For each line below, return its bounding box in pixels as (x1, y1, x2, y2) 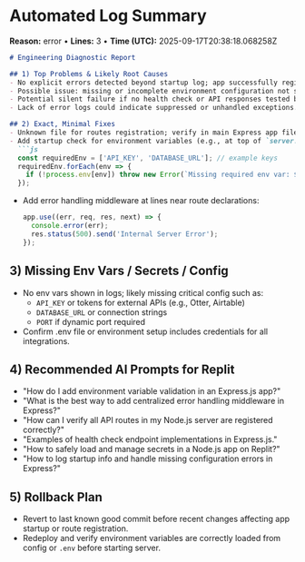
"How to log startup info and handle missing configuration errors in (22, 453, 273, 464)
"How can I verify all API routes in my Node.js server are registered (22, 415, 274, 426)
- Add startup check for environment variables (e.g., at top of (9, 136, 261, 145)
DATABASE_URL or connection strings (35, 306, 168, 318)
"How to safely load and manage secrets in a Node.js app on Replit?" (22, 444, 280, 455)
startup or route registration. (22, 523, 129, 534)
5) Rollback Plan (9, 489, 103, 505)
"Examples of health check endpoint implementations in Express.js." (22, 434, 278, 445)
